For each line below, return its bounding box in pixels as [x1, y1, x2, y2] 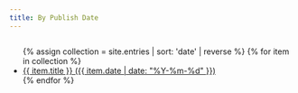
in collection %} [22, 55, 82, 66]
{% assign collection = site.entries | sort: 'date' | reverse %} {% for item [22, 46, 290, 57]
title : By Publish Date [9, 13, 99, 23]
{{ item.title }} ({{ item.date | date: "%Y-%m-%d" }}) [22, 65, 217, 76]
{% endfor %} [22, 74, 75, 86]
